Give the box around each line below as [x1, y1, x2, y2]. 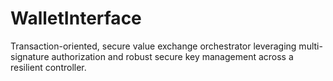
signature [10, 50, 50, 62]
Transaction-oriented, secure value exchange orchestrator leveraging [10, 40, 297, 52]
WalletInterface [10, 7, 142, 30]
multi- [298, 40, 323, 52]
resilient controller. [10, 61, 87, 73]
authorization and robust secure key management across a [51, 50, 294, 62]
